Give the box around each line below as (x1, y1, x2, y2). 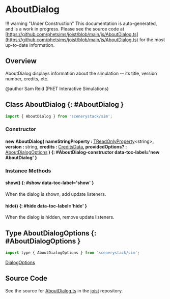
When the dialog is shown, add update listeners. (5, 191, 106, 197)
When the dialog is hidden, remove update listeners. (5, 214, 115, 220)
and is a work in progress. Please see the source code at (5, 25, 125, 32)
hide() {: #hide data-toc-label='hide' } (5, 202, 88, 209)
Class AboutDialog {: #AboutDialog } (5, 100, 124, 109)
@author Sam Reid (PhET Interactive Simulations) (5, 85, 109, 92)
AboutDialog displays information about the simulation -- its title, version (5, 70, 157, 76)
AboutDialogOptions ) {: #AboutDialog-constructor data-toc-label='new (5, 149, 160, 155)
